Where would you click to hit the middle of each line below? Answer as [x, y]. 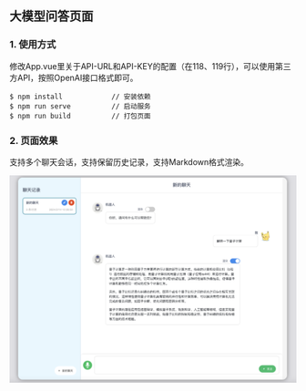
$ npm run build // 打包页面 [81, 116]
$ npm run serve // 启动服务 [81, 106]
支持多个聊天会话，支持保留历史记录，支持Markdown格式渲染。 [129, 161]
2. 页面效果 [34, 140]
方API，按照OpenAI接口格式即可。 [74, 77]
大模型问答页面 [51, 16]
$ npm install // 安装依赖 [81, 97]
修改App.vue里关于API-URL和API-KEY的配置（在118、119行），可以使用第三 [150, 66]
